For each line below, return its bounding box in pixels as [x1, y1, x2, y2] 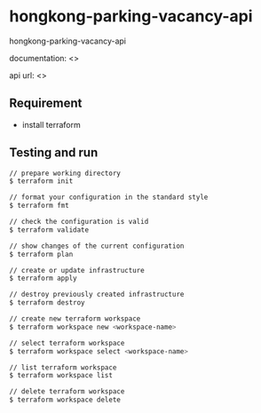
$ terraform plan [9, 250, 74, 258]
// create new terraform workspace [9, 314, 141, 323]
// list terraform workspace [9, 362, 117, 372]
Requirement [9, 96, 83, 111]
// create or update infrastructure [9, 266, 145, 274]
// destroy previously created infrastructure [9, 290, 185, 299]
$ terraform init [9, 177, 74, 186]
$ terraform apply [9, 274, 77, 283]
